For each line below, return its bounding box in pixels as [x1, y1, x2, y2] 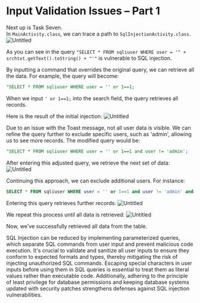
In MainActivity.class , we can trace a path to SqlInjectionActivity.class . [6, 30, 191, 37]
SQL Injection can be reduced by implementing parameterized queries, [6, 234, 180, 241]
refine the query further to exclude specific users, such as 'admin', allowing [6, 130, 192, 138]
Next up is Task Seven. [6, 24, 63, 31]
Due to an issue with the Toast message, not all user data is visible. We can [6, 124, 191, 131]
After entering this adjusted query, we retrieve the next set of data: [6, 159, 170, 166]
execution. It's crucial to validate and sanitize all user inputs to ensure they [6, 246, 190, 254]
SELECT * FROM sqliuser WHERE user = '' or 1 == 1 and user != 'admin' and [6, 188, 194, 194]
